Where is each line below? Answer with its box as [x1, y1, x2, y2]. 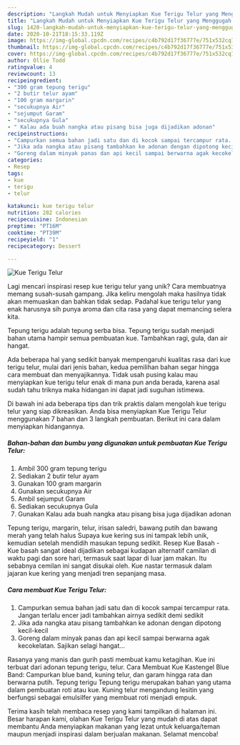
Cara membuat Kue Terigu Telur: [7, 585, 107, 594]
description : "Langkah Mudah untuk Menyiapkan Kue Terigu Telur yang [7, 10, 219, 18]
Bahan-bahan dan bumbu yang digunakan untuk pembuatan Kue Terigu [7, 439, 227, 447]
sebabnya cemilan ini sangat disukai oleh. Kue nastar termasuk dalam [7, 561, 212, 570]
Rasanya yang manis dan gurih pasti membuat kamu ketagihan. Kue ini [7, 655, 216, 664]
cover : [7, 51, 27, 58]
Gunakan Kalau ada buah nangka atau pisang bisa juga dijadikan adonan [17, 510, 231, 519]
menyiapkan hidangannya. [7, 422, 85, 431]
